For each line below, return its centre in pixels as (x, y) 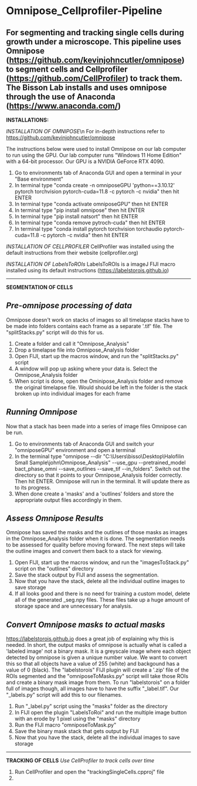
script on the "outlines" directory (54, 569)
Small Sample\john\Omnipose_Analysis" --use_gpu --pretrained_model (100, 463)
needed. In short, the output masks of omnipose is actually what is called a (96, 645)
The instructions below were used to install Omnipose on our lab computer (96, 149)
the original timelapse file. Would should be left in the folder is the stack (101, 387)
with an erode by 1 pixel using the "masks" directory (77, 719)
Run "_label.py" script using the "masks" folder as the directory (91, 706)
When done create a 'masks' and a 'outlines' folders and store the (94, 494)
